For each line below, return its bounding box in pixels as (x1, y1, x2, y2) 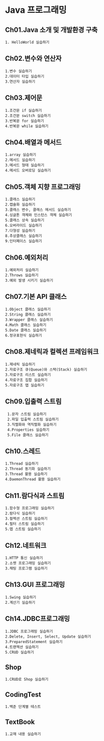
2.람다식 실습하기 (5, 511, 36, 516)
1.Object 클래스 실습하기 (5, 307, 51, 312)
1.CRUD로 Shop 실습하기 (5, 677, 49, 682)
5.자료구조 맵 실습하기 (5, 383, 45, 387)
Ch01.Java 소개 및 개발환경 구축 (5, 26, 98, 34)
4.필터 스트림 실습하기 (5, 522, 45, 527)
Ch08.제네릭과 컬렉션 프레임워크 (5, 348, 99, 356)
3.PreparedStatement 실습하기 (5, 639, 63, 644)
